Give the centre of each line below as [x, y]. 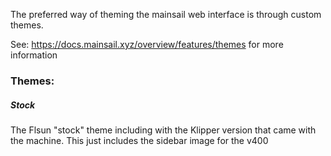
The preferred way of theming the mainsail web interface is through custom [166, 14]
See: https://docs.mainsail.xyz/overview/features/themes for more [147, 44]
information [34, 55]
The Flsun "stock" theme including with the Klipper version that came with [163, 130]
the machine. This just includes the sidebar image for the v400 [139, 140]
